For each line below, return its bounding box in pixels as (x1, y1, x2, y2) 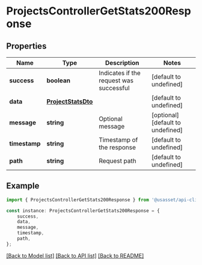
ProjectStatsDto (46, 97, 93, 106)
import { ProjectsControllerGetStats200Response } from (6, 196, 149, 203)
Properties (6, 41, 47, 51)
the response (99, 143, 136, 151)
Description (105, 59, 139, 67)
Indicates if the (99, 69, 141, 77)
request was (99, 76, 134, 85)
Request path (99, 157, 136, 165)
